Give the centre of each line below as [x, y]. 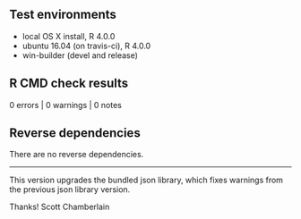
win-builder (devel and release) [80, 55]
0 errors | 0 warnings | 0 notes [66, 105]
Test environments [63, 15]
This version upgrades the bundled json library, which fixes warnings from [146, 180]
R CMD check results [69, 84]
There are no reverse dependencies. [77, 155]
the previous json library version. [70, 190]
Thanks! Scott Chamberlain [60, 207]
